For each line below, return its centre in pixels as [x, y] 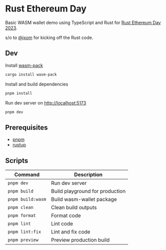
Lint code [62, 224]
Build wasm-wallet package [84, 199]
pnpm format [22, 215]
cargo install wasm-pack [31, 74]
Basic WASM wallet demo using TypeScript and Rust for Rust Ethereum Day [83, 22]
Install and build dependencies [37, 84]
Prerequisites [26, 127]
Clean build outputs [74, 207]
